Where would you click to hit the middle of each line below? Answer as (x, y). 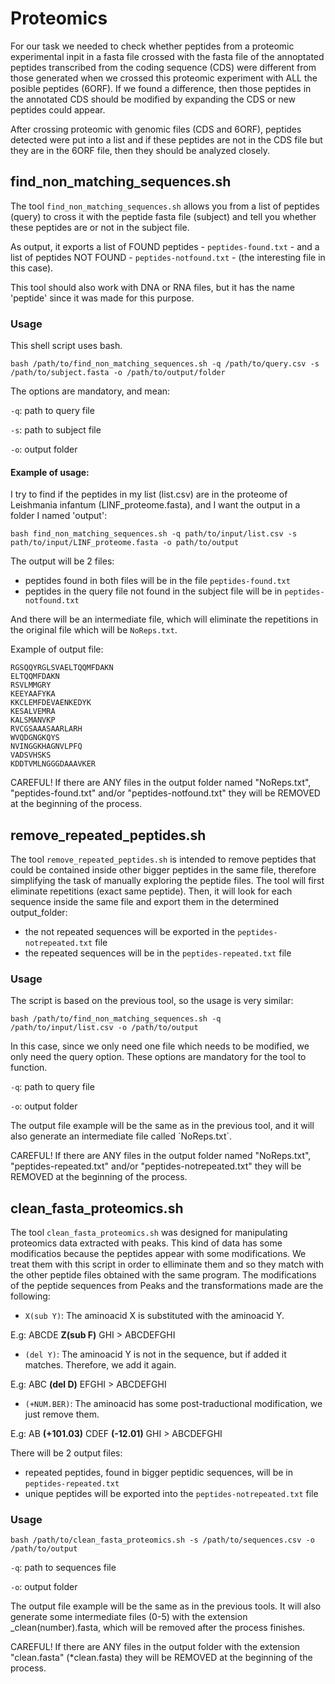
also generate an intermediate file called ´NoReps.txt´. (121, 1136)
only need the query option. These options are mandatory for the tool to (158, 1057)
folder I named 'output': (59, 516)
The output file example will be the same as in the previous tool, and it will (162, 1126)
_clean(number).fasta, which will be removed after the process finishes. (158, 1628)
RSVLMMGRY (31, 685)
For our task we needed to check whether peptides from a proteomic (152, 46)
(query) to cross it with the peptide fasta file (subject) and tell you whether (163, 216)
